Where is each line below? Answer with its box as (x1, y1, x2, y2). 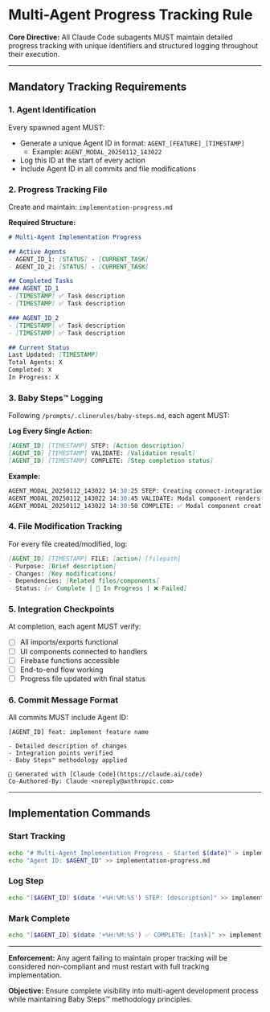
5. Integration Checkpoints (8, 604, 115, 615)
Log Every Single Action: (8, 426, 92, 436)
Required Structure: (8, 217, 76, 227)
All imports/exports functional (19, 637, 119, 647)
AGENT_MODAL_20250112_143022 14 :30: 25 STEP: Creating (8, 486, 193, 495)
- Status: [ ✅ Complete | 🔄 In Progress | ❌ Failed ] (8, 584, 187, 592)
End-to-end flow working (19, 665, 104, 674)
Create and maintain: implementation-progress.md (8, 202, 173, 211)
